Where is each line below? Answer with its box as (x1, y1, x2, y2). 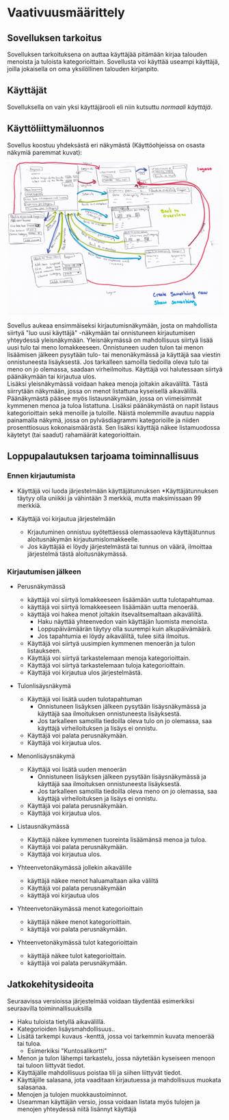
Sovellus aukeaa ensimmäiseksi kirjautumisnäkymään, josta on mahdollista (7, 321, 217, 330)
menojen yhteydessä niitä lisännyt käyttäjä (16, 1105, 137, 1113)
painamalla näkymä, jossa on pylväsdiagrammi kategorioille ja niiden (7, 416, 200, 424)
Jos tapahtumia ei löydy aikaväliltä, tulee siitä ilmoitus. (37, 632, 190, 640)
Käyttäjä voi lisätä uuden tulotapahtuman (27, 694, 142, 703)
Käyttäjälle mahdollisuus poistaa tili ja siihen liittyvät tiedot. (16, 1068, 183, 1077)
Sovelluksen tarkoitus (7, 32, 103, 44)
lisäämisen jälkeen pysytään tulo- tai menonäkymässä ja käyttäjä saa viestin (7, 350, 221, 358)
